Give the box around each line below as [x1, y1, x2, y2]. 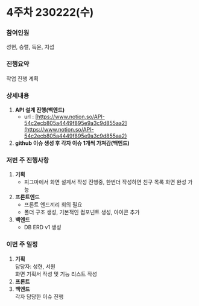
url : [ [24, 113, 37, 121]
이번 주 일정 [6, 240, 38, 249]
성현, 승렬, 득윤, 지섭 [6, 43, 54, 51]
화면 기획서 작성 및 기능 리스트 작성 [14, 270, 98, 278]
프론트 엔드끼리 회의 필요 [24, 201, 83, 208]
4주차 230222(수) [6, 5, 94, 19]
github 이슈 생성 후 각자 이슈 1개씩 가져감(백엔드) [14, 139, 130, 147]
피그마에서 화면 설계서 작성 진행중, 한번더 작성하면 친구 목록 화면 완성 [24, 179, 187, 186]
